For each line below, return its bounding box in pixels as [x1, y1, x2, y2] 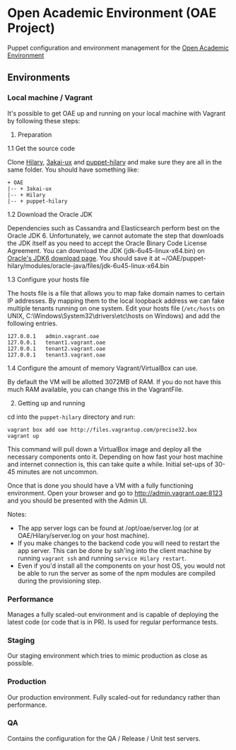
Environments [7, 72, 71, 84]
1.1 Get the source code [7, 144, 76, 152]
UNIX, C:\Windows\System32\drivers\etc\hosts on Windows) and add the [7, 311, 220, 320]
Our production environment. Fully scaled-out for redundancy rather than [7, 693, 220, 701]
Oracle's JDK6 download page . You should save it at [7, 254, 160, 262]
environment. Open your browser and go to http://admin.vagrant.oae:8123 [7, 488, 223, 497]
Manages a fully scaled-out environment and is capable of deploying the [7, 610, 219, 618]
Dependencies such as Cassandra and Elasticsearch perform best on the [7, 223, 220, 232]
